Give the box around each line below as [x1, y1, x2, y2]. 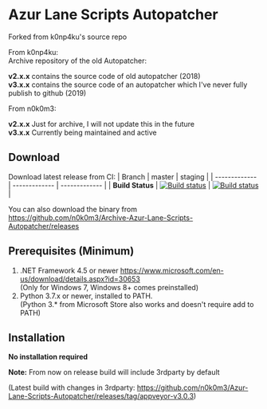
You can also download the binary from [8, 204, 138, 214]
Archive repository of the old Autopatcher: [8, 56, 147, 65]
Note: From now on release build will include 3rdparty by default [8, 368, 221, 377]
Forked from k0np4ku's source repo [8, 32, 128, 41]
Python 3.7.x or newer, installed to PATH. [19, 291, 153, 301]
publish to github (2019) [8, 88, 87, 97]
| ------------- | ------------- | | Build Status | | [8, 180, 211, 190]
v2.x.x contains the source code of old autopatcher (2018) [8, 71, 201, 81]
